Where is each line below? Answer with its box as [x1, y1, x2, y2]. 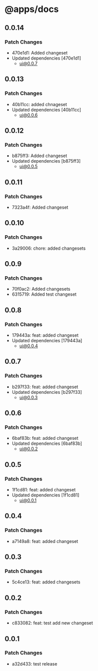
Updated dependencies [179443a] [11, 338, 83, 343]
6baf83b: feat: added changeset [11, 435, 79, 441]
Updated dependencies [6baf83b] [11, 440, 83, 446]
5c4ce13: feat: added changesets [11, 579, 81, 585]
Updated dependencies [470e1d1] [11, 55, 82, 61]
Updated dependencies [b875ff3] [11, 158, 81, 164]
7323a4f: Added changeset [11, 204, 69, 210]
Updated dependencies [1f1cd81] [11, 492, 80, 498]
